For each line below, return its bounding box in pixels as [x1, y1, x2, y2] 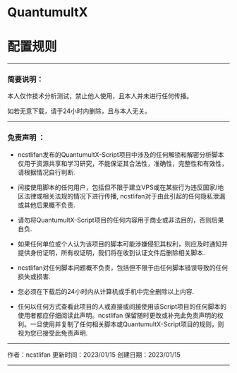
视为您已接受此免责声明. [17, 328, 88, 337]
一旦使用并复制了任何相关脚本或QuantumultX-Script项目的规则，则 [30, 319, 224, 328]
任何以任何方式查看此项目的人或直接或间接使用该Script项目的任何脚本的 [17, 302, 227, 311]
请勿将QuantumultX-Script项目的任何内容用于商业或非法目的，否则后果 [17, 215, 224, 224]
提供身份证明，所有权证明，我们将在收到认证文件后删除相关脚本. [17, 248, 205, 256]
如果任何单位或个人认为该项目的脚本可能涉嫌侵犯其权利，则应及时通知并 [17, 239, 228, 248]
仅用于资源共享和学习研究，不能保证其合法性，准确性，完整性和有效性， [17, 159, 228, 167]
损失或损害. [17, 272, 51, 280]
